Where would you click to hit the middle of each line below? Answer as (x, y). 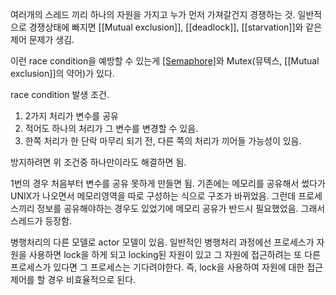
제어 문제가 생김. (42, 39)
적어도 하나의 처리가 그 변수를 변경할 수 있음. (111, 128)
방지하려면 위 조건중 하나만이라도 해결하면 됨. (98, 162)
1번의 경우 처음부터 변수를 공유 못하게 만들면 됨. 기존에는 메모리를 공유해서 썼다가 (168, 183)
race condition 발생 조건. (60, 94)
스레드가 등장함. (41, 221)
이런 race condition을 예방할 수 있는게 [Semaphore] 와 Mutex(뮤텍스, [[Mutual (165, 61)
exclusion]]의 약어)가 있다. (62, 73)
